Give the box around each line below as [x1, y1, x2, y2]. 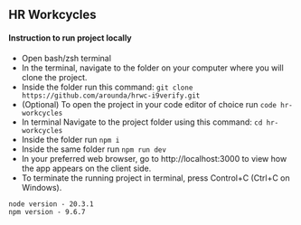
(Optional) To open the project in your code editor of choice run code [21, 98, 277, 109]
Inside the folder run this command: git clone [21, 81, 193, 92]
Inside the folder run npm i [21, 134, 120, 145]
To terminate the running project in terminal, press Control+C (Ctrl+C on [21, 172, 290, 183]
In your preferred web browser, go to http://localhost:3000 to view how [21, 153, 287, 164]
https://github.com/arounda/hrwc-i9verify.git [21, 90, 201, 100]
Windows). [21, 182, 62, 192]
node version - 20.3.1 [8, 199, 94, 209]
